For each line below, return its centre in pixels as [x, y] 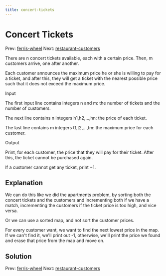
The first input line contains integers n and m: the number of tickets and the [83, 103]
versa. [12, 211]
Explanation [24, 183]
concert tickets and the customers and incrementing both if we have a [77, 200]
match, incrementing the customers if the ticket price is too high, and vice [81, 206]
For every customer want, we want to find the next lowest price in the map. [82, 230]
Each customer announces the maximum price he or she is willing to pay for [83, 73]
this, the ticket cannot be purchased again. [49, 157]
